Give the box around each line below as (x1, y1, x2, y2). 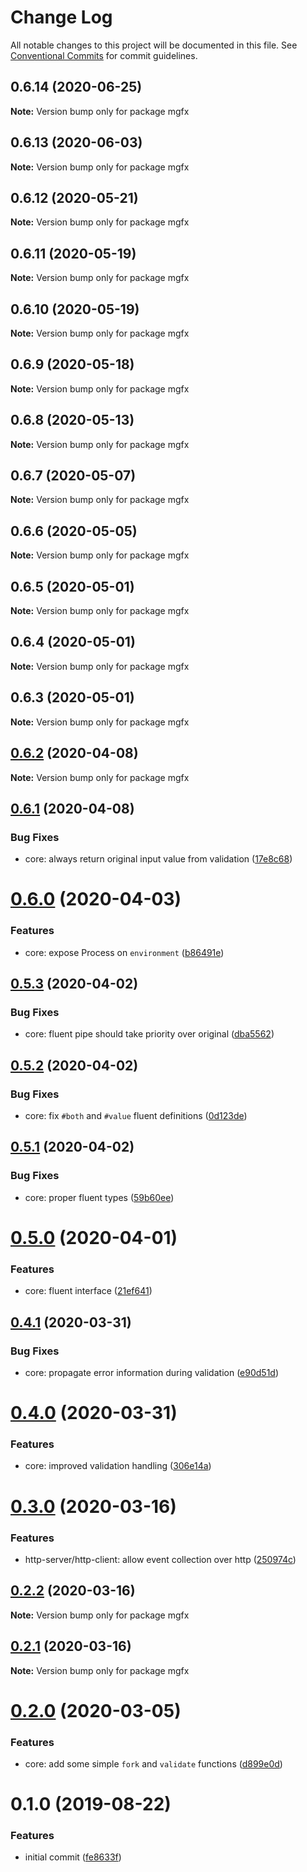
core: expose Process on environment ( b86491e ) (24, 946, 225, 958)
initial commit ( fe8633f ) (24, 1851, 122, 1863)
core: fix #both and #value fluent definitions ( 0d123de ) (24, 1110, 248, 1122)
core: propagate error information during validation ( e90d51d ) (24, 1366, 280, 1378)
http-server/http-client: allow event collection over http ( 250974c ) (24, 1553, 297, 1565)
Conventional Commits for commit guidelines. (10, 49, 198, 61)
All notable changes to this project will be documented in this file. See (10, 39, 298, 51)
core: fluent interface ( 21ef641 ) (24, 1285, 153, 1297)
